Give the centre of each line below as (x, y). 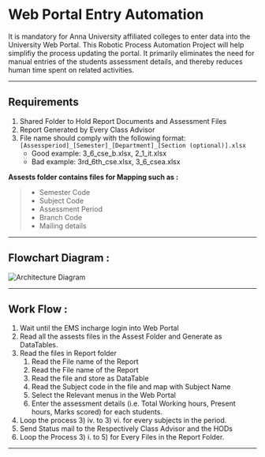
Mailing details (63, 226)
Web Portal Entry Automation (106, 15)
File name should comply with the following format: (103, 138)
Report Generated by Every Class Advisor (87, 129)
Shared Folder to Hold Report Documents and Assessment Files (123, 121)
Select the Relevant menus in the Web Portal (103, 395)
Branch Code (61, 217)
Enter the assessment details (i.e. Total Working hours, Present (134, 403)
